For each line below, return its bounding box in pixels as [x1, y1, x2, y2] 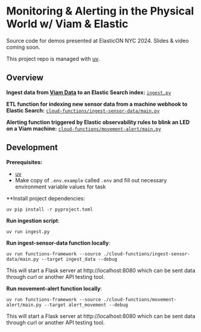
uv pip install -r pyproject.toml [6, 206, 94, 212]
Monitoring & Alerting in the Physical [6, 4, 194, 18]
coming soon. [6, 43, 40, 51]
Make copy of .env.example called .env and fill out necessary [14, 176, 167, 184]
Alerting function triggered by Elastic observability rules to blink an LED [6, 118, 190, 126]
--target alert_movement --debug [44, 302, 129, 308]
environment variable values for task [14, 183, 106, 190]
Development [6, 142, 59, 153]
